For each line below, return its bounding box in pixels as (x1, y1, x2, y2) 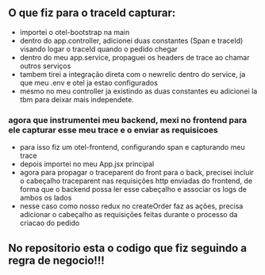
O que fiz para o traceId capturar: (8, 6, 176, 20)
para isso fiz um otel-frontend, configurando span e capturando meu (19, 143, 245, 152)
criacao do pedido (19, 218, 80, 228)
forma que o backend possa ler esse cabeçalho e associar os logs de (19, 185, 248, 194)
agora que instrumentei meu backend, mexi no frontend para (8, 114, 248, 125)
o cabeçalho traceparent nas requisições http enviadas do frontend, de (19, 176, 252, 185)
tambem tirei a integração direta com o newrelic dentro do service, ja (19, 69, 246, 78)
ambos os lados (19, 193, 72, 203)
